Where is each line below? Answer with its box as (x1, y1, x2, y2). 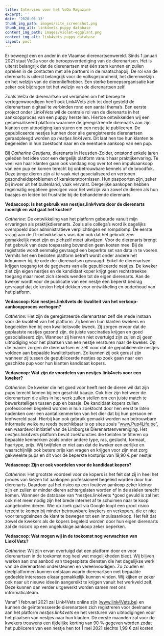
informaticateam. (5, 589, 40, 595)
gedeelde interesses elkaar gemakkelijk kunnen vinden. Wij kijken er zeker (5, 574, 155, 580)
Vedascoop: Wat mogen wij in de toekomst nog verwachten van (5, 533, 138, 539)
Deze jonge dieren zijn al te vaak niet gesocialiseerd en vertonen (5, 170, 136, 177)
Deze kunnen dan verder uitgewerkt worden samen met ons (5, 584, 126, 590)
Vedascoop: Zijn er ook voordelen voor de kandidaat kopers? (5, 462, 132, 468)
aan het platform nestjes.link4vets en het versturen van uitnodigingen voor (5, 609, 155, 615)
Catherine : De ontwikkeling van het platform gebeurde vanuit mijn (5, 216, 138, 221)
